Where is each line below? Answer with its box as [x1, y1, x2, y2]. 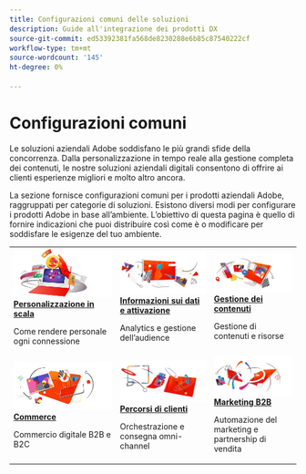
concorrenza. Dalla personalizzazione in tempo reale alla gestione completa [9, 152, 294, 163]
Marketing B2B [213, 397, 272, 407]
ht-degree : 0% [9, 63, 64, 72]
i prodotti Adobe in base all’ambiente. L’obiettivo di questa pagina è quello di [9, 209, 296, 220]
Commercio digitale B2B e [13, 429, 111, 440]
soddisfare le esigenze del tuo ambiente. [9, 228, 162, 239]
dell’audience [119, 333, 170, 344]
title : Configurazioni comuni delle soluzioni [9, 15, 189, 24]
